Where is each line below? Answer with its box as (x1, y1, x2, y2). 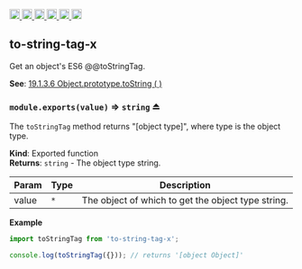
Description (159, 179, 211, 192)
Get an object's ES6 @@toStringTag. (9, 60, 146, 71)
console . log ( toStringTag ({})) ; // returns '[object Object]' (9, 250, 244, 260)
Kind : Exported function (9, 148, 99, 159)
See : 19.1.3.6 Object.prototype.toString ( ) (9, 77, 162, 89)
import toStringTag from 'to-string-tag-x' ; (9, 235, 179, 244)
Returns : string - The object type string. (9, 157, 161, 168)
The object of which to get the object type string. (81, 194, 288, 207)
